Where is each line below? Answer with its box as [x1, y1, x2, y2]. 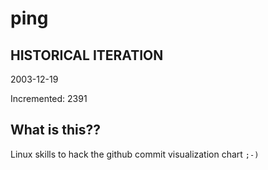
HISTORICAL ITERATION [10, 47, 164, 64]
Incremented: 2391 [10, 93, 88, 104]
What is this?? [10, 122, 101, 139]
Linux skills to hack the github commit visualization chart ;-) [10, 148, 260, 160]
